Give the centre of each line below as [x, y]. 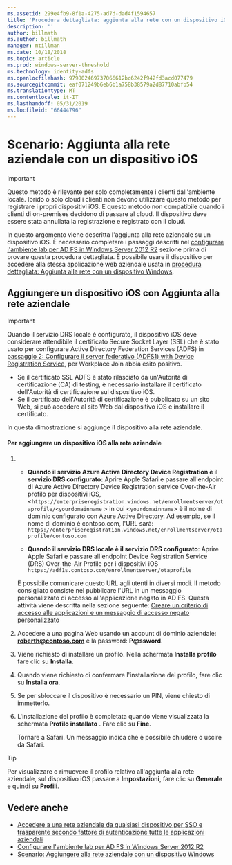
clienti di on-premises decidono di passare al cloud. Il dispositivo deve [107, 214]
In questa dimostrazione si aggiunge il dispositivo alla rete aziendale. [105, 427]
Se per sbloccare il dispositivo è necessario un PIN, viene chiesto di [114, 695]
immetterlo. [33, 703]
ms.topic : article [33, 59]
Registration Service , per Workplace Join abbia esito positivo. [95, 364]
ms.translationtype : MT [41, 91]
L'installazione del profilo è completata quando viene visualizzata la [113, 716]
